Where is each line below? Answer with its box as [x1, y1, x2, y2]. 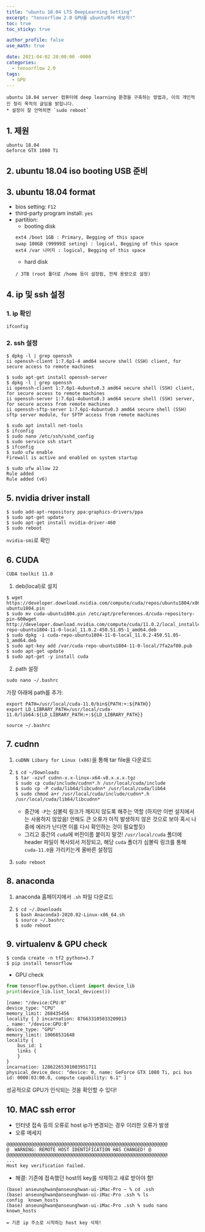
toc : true [6, 20, 32, 26]
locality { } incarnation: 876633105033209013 [6, 1016, 127, 1022]
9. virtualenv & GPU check [6, 939, 108, 949]
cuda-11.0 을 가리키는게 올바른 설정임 [24, 846, 113, 853]
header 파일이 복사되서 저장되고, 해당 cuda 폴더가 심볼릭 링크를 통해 [24, 838, 187, 845]
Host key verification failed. [6, 1163, 86, 1169]
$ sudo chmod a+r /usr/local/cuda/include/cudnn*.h [15, 791, 149, 797]
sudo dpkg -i [12, 632, 45, 638]
